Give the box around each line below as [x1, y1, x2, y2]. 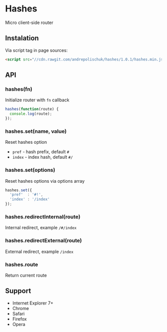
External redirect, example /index [5, 248, 74, 255]
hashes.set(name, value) [5, 128, 67, 135]
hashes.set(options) [5, 167, 56, 174]
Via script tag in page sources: [5, 47, 68, 53]
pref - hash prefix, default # [12, 149, 70, 155]
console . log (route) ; [9, 111, 52, 116]
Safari [12, 311, 25, 317]
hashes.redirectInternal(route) [5, 213, 81, 220]
